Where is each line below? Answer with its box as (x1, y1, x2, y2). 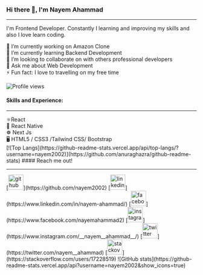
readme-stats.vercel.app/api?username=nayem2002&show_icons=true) (6, 262, 186, 269)
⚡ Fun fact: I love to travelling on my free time (6, 69, 119, 76)
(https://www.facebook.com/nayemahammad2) (6, 217, 125, 224)
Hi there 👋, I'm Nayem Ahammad (6, 5, 104, 14)
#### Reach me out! (21, 157, 72, 164)
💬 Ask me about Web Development (6, 62, 93, 69)
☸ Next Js (6, 128, 32, 136)
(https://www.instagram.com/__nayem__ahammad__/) (6, 232, 140, 240)
